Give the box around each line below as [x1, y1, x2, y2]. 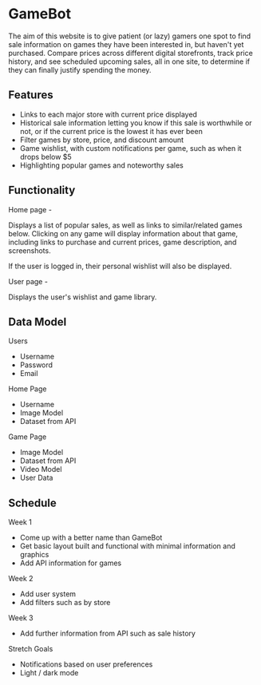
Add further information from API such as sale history [19, 628, 196, 639]
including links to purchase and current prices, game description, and [8, 237, 237, 247]
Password [19, 360, 53, 370]
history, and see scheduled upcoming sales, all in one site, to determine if [8, 57, 251, 66]
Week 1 [8, 517, 32, 527]
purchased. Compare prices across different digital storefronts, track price [8, 48, 253, 57]
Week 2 [8, 574, 34, 584]
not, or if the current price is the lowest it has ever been [19, 126, 204, 136]
